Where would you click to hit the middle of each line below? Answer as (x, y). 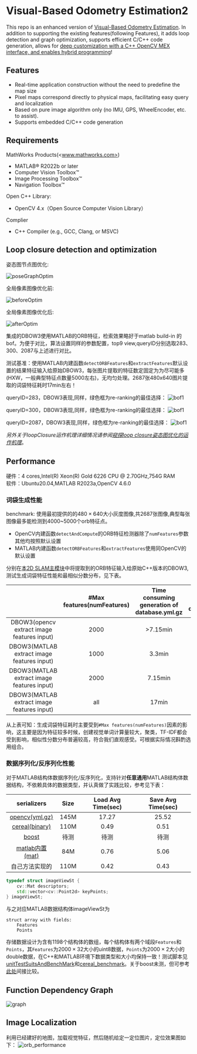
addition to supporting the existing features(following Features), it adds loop (98, 33)
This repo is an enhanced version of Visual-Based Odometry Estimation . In (96, 27)
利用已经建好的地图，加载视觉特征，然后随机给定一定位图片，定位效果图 (93, 1038)
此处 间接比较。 (24, 971)
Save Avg (163, 799)
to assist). (26, 116)
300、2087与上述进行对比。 (40, 351)
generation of (159, 605)
